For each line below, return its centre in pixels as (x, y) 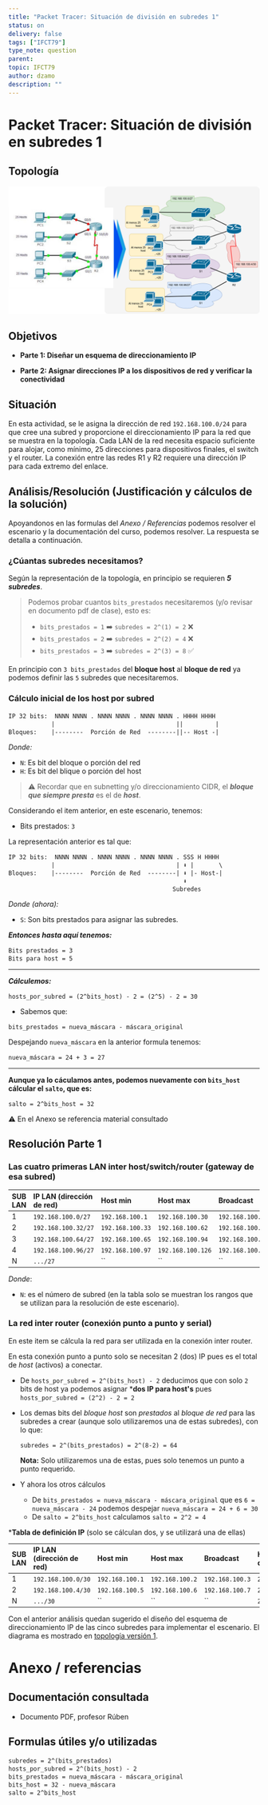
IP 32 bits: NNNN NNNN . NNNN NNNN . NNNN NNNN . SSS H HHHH (114, 857)
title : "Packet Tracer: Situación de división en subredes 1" (114, 17)
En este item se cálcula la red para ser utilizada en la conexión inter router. (130, 1340)
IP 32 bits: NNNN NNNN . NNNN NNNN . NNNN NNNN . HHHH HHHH (112, 716)
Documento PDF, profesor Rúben (74, 1716)
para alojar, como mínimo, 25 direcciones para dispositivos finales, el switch (134, 449)
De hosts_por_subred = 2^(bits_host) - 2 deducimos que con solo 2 (134, 1380)
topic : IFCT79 (32, 68)
